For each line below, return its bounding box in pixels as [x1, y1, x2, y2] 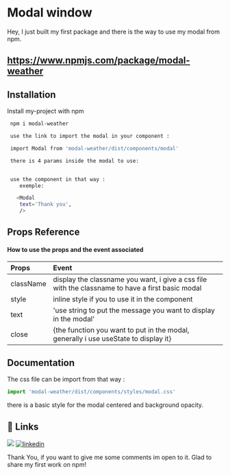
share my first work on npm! [7, 461, 87, 469]
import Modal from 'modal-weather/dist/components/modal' [10, 145, 179, 152]
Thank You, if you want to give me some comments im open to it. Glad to [7, 453, 212, 461]
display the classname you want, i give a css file [53, 275, 207, 284]
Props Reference [7, 227, 80, 238]
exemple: [19, 182, 44, 189]
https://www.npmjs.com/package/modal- [7, 55, 190, 67]
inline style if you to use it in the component [53, 294, 193, 303]
